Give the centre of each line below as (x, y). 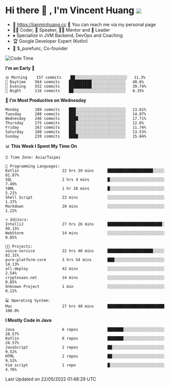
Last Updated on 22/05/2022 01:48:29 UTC (51, 379)
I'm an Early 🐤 (20, 68)
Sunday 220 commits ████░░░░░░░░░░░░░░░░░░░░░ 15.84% (76, 136)
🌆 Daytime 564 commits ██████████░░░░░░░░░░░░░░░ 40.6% (75, 82)
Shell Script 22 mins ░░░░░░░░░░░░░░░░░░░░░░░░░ (85, 197)
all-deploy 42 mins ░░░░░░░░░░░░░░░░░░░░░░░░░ (85, 269)
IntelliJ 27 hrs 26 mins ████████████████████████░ (85, 224)
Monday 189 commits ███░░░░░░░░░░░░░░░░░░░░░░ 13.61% (76, 109)
